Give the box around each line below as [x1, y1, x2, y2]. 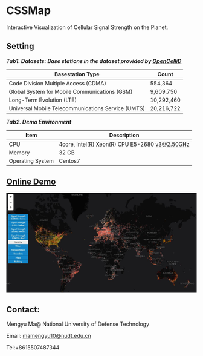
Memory [8, 149, 30, 156]
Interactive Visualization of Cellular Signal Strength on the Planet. [6, 24, 169, 31]
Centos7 [59, 157, 80, 164]
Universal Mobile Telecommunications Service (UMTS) [8, 105, 145, 112]
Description [109, 131, 140, 139]
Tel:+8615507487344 [6, 344, 60, 351]
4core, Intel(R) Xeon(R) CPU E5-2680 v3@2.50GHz [59, 140, 190, 148]
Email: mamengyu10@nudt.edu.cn [6, 332, 92, 340]
